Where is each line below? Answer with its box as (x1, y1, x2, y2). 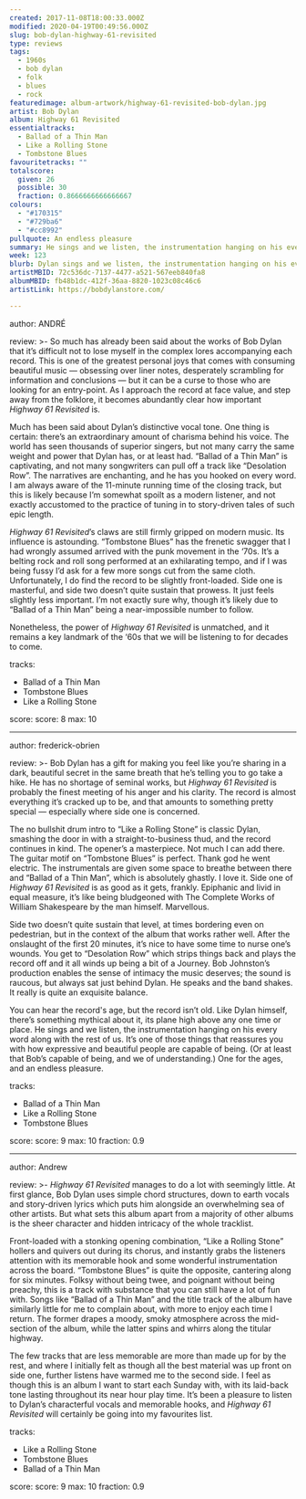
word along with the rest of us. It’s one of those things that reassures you (9, 1033, 284, 1044)
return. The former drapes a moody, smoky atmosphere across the (9, 1313, 260, 1324)
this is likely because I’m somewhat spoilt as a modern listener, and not (9, 489, 276, 500)
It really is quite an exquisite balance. (9, 987, 148, 998)
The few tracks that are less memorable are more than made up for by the (9, 1350, 287, 1361)
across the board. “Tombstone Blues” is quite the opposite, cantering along (9, 1264, 291, 1275)
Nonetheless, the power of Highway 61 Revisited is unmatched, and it (9, 622, 270, 633)
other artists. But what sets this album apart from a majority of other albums (9, 1208, 294, 1219)
